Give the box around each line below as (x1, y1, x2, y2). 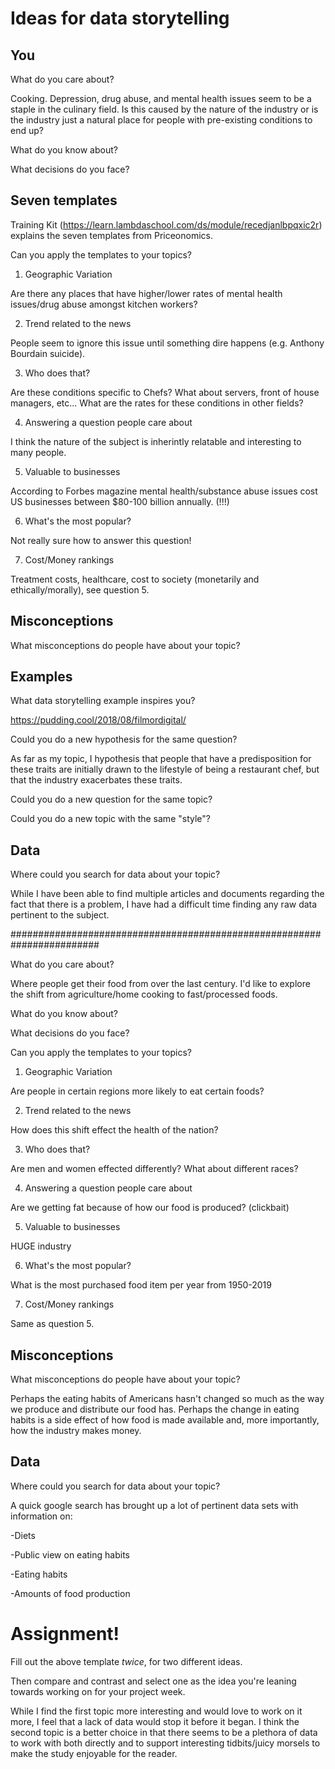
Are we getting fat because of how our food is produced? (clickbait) (10, 1202, 290, 1214)
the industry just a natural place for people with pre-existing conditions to (10, 114, 313, 126)
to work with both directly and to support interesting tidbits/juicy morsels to (10, 1737, 321, 1749)
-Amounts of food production (10, 1587, 131, 1599)
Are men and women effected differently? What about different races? (10, 1163, 299, 1175)
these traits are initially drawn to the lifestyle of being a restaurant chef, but (10, 763, 320, 776)
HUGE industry (10, 1240, 72, 1252)
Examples (10, 668, 73, 686)
